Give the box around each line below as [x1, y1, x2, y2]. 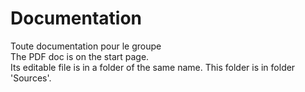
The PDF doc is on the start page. [10, 50, 150, 62]
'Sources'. [10, 72, 52, 84]
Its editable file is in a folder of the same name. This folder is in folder [10, 61, 296, 73]
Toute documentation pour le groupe [10, 40, 162, 52]
